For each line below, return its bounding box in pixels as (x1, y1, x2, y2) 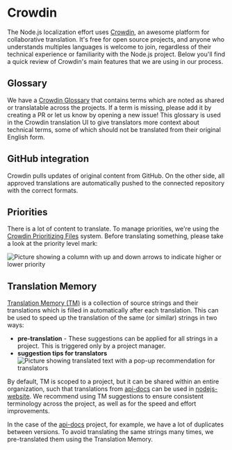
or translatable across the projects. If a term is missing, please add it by (7, 103, 212, 112)
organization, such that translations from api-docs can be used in (7, 385, 194, 393)
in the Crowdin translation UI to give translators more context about (7, 118, 200, 126)
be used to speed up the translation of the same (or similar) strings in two (7, 314, 217, 322)
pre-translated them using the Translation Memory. (7, 435, 154, 444)
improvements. (7, 407, 50, 415)
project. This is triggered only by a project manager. (17, 342, 166, 350)
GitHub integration (7, 153, 89, 165)
